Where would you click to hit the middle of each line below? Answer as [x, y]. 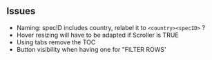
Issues [21, 11]
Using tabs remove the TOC [56, 42]
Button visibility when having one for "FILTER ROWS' [91, 49]
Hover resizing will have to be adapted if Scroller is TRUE [97, 35]
